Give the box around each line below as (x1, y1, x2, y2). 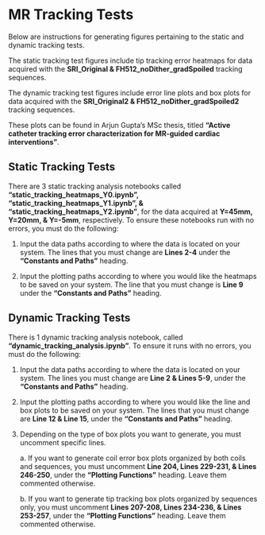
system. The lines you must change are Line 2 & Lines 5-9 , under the (19, 373, 246, 382)
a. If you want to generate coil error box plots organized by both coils (19, 453, 246, 463)
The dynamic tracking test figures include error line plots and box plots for (8, 87, 252, 97)
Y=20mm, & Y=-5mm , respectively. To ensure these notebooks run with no (8, 215, 255, 224)
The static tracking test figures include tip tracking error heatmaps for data (8, 56, 252, 65)
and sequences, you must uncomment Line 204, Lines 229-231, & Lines (19, 461, 257, 471)
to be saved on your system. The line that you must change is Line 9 (19, 280, 244, 289)
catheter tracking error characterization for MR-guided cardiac (8, 129, 221, 138)
